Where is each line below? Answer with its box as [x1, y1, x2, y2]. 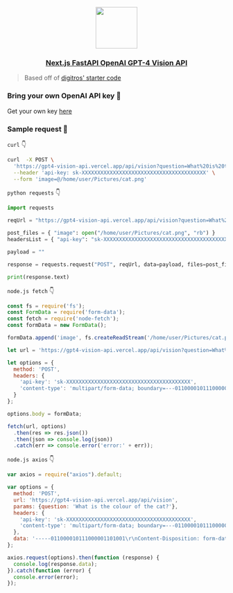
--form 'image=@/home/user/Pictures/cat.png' [13, 175, 148, 183]
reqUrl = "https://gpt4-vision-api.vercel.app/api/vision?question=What [7, 217, 222, 224]
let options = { [7, 359, 54, 366]
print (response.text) [7, 274, 70, 281]
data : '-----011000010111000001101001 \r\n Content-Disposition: [13, 536, 200, 542]
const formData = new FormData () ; [7, 322, 107, 329]
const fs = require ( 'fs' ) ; [7, 302, 85, 310]
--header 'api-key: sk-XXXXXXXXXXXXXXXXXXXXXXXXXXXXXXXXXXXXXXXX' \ [13, 169, 216, 176]
